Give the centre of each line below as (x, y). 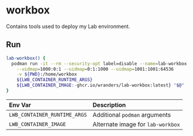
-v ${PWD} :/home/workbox (47, 74)
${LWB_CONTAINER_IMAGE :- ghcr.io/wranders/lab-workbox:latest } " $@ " (100, 85)
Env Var (20, 104)
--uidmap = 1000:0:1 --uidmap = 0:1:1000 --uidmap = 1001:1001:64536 (95, 69)
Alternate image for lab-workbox (136, 124)
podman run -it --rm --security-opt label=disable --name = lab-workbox (99, 64)
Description (109, 104)
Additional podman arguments (132, 114)
